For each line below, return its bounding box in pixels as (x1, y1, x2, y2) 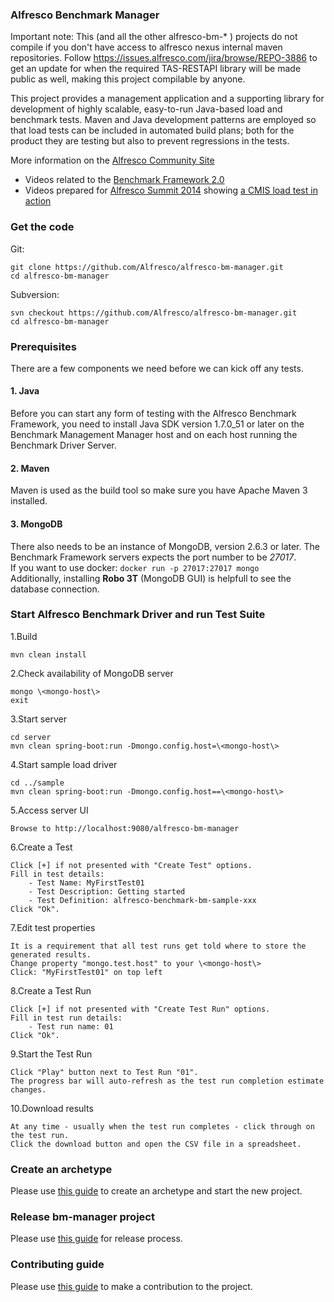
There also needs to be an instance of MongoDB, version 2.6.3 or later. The (10, 540, 320, 552)
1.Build (10, 630, 38, 642)
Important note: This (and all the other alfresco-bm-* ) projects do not (10, 31, 298, 43)
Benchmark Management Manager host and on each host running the (10, 429, 298, 441)
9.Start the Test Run (10, 1048, 93, 1060)
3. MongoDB (10, 518, 63, 530)
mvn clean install (10, 649, 87, 660)
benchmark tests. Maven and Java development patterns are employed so (10, 114, 317, 126)
